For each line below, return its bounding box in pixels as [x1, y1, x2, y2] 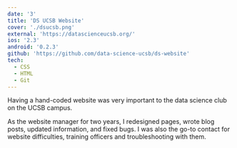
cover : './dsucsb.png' [7, 23, 75, 31]
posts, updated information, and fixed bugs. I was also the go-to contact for [7, 125, 231, 134]
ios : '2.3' [7, 37, 40, 44]
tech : [7, 57, 24, 64]
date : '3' [7, 10, 37, 18]
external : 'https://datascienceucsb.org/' [7, 30, 136, 38]
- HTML [14, 70, 34, 77]
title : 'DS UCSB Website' [7, 17, 84, 24]
